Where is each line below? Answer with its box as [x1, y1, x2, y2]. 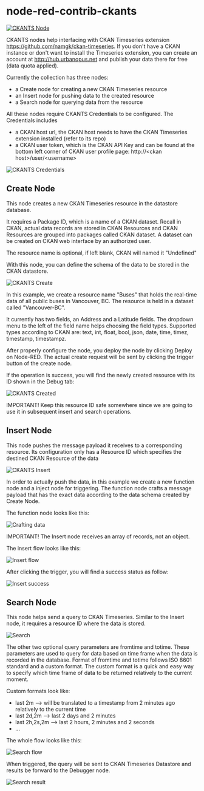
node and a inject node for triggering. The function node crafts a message [6, 484, 192, 491]
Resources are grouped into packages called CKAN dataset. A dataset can [6, 231, 192, 238]
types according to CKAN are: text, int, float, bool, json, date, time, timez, [6, 328, 189, 335]
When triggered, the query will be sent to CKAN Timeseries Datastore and [6, 761, 191, 768]
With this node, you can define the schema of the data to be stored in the [6, 261, 189, 268]
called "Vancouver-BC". [6, 304, 66, 311]
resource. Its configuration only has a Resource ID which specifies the [6, 448, 182, 455]
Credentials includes [6, 117, 58, 124]
